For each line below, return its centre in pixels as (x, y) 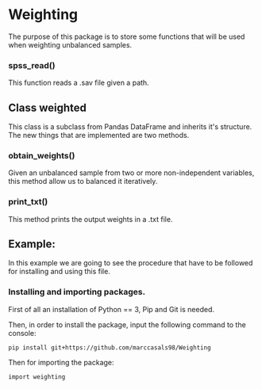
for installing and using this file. (60, 272)
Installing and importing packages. (77, 292)
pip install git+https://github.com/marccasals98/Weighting (110, 347)
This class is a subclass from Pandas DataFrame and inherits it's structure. (130, 127)
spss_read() (32, 65)
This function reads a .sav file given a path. (79, 83)
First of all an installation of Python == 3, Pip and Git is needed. (112, 309)
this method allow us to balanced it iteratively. (83, 181)
